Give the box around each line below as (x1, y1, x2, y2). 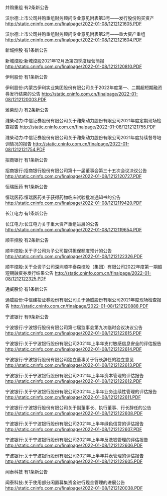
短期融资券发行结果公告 (5, 270, 54, 276)
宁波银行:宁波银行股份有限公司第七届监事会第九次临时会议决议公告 (5, 324, 143, 330)
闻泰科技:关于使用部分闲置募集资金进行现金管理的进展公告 (5, 479, 125, 485)
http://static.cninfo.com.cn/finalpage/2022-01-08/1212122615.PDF (5, 330, 142, 336)
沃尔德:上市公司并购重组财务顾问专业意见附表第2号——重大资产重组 (5, 31, 145, 37)
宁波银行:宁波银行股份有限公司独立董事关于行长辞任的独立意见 (5, 357, 134, 362)
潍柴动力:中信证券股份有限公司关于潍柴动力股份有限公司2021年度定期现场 (5, 118, 157, 123)
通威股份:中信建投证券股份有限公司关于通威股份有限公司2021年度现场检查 (5, 297, 157, 303)
